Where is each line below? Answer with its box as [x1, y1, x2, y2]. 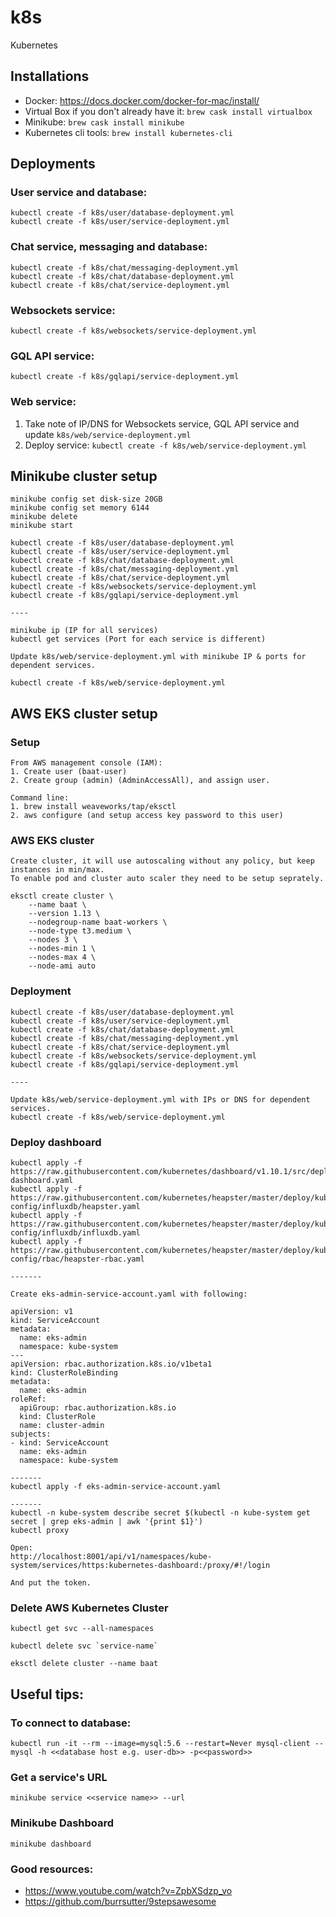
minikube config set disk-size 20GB [10, 494, 163, 505]
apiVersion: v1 [10, 1307, 74, 1317]
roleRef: [10, 1394, 47, 1405]
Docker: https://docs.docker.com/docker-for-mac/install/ [24, 94, 260, 106]
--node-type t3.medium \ [28, 926, 132, 936]
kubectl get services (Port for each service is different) [10, 634, 267, 645]
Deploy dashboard [10, 1135, 102, 1149]
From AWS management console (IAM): [10, 758, 163, 768]
